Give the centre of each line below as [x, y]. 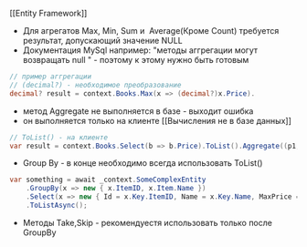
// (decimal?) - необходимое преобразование [95, 85]
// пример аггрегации [51, 77]
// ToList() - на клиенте [58, 137]
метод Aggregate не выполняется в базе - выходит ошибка [138, 111]
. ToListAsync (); [57, 205]
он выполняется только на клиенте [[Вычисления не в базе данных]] [157, 120]
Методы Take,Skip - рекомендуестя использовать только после [147, 222]
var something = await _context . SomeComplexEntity [108, 180]
